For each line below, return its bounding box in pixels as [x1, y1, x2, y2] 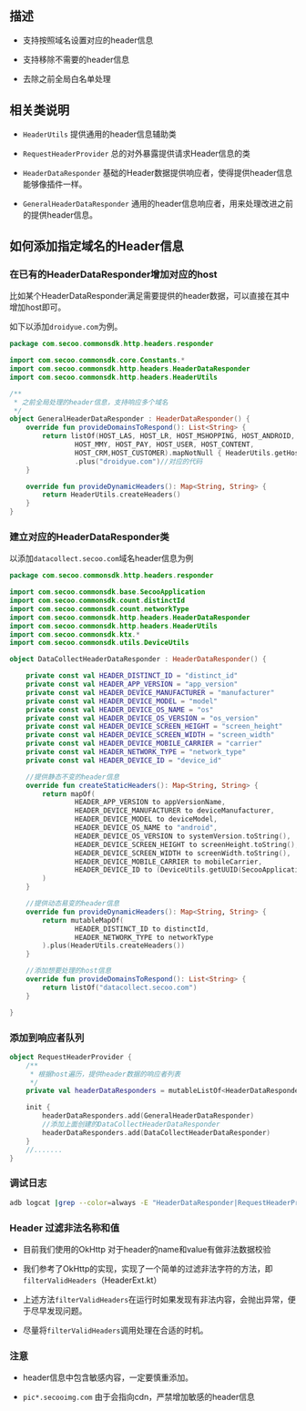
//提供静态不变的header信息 [25, 772, 120, 782]
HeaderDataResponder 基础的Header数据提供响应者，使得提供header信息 [22, 167, 293, 178]
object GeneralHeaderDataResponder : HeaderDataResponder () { [9, 414, 250, 424]
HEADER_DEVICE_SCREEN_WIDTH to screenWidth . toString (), [74, 848, 291, 858]
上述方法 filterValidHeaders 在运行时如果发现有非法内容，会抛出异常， [22, 1293, 289, 1304]
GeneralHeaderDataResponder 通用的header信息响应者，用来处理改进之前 [22, 198, 294, 209]
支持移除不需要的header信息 [22, 54, 130, 65]
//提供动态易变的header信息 [25, 899, 120, 908]
